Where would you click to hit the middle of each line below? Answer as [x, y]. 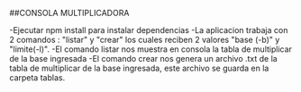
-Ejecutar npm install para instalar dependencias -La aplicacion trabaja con [149, 30]
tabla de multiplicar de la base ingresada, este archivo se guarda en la [139, 68]
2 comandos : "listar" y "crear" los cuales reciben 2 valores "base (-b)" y [145, 40]
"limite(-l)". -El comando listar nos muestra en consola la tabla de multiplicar [151, 49]
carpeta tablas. [37, 78]
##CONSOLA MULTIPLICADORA [69, 13]
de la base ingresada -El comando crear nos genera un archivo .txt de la [143, 59]
